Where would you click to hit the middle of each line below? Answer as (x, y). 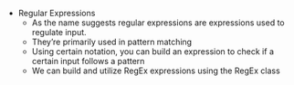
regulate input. (59, 32)
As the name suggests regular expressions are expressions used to (158, 23)
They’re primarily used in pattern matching (112, 42)
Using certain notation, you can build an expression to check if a (152, 52)
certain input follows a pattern (88, 61)
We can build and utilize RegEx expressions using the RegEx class (156, 71)
